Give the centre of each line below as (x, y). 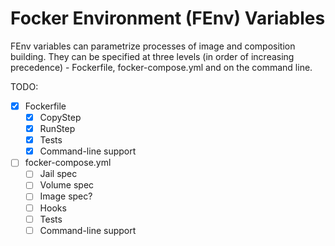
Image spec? (66, 196)
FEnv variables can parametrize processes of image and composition (153, 46)
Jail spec (58, 174)
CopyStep (60, 117)
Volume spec (67, 185)
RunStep (57, 129)
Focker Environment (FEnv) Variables (168, 18)
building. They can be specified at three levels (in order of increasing (152, 56)
